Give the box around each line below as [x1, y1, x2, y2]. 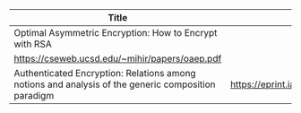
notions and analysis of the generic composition [13, 78, 217, 91]
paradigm [13, 90, 55, 101]
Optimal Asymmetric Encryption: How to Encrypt [13, 27, 218, 39]
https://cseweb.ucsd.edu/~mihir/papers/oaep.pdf [13, 53, 222, 65]
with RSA [13, 38, 52, 50]
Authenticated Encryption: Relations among [13, 67, 196, 79]
